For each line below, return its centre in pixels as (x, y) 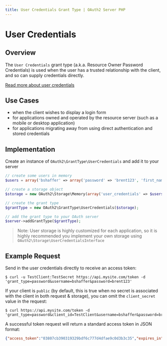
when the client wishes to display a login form (59, 113)
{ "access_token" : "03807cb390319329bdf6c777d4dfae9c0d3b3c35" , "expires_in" (84, 339)
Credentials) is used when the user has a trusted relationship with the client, (83, 70)
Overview (21, 53)
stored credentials (31, 134)
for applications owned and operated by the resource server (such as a (85, 118)
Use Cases (22, 101)
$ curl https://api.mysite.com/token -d (48, 311)
